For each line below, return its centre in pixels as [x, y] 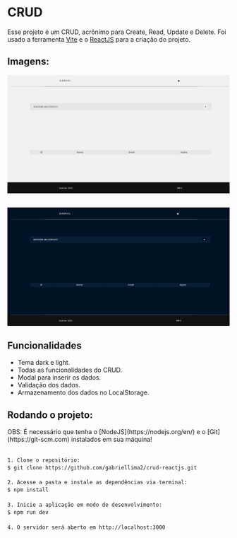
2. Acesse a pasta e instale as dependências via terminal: [98, 483]
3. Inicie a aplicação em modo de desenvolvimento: [85, 505]
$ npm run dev [28, 512]
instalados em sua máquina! [112, 440]
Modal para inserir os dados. [59, 378]
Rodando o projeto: [50, 415]
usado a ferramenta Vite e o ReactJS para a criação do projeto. [99, 39]
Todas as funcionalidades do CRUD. [70, 370]
